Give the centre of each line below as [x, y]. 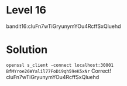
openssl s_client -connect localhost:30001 [60, 65]
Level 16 [26, 10]
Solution [27, 50]
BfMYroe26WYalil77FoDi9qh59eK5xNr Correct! [59, 71]
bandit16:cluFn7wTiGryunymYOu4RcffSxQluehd [63, 26]
